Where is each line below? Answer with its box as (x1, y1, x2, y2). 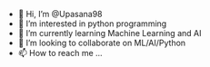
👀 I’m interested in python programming (17, 18, 167, 29)
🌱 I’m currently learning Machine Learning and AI (17, 28, 202, 38)
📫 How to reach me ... (17, 48, 103, 58)
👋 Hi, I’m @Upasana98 (17, 9, 103, 19)
